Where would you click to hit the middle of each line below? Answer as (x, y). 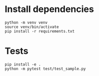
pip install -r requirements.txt (40, 31)
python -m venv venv (26, 22)
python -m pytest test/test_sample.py (45, 68)
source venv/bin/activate (32, 27)
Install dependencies (49, 9)
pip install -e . (23, 64)
